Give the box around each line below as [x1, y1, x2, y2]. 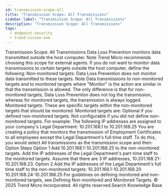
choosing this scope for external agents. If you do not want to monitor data [5, 60, 160, 66]
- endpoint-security [10, 31, 53, 36]
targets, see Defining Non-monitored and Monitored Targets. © [27, 176, 158, 183]
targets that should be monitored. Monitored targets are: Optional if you [5, 107, 153, 113]
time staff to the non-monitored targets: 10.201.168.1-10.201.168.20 [5, 166, 142, 172]
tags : [5, 26, 17, 31]
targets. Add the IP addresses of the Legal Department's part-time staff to [5, 150, 158, 156]
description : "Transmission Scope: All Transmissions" [5, 21, 122, 27]
